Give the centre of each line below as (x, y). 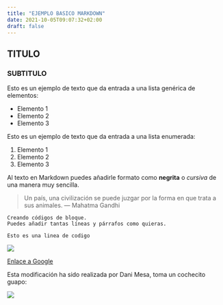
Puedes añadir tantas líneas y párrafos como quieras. (87, 224)
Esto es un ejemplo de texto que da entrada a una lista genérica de (101, 88)
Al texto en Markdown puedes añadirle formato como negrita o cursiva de (112, 178)
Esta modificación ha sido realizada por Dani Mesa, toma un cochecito (106, 275)
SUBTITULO (27, 73)
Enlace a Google (30, 261)
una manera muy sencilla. (43, 185)
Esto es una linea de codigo (49, 236)
